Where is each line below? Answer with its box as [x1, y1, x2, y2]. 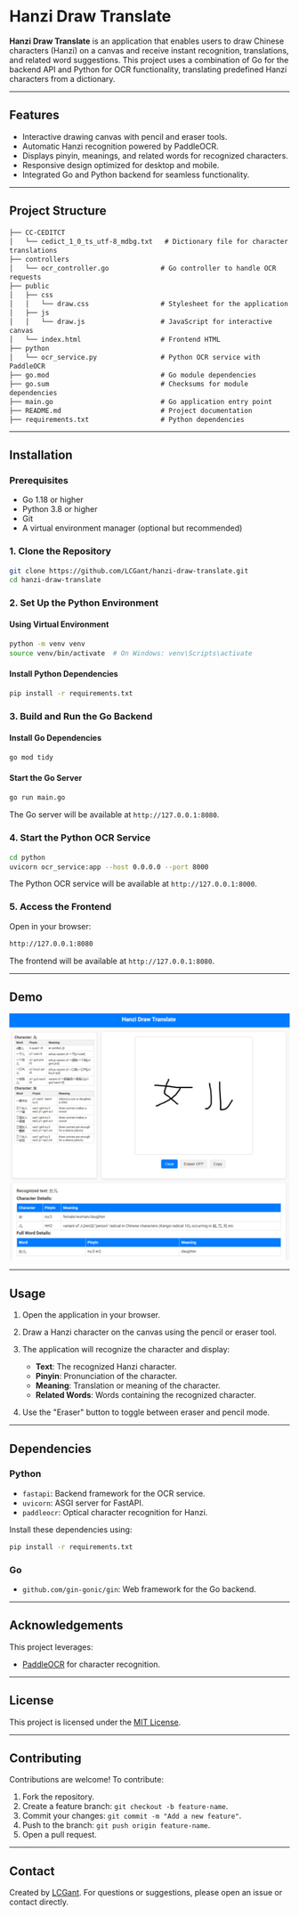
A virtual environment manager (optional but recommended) [21, 523, 243, 533]
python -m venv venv [9, 639, 86, 649]
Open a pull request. [21, 1830, 98, 1840]
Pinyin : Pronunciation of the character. [35, 1371, 178, 1382]
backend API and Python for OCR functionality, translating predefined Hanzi [9, 64, 287, 75]
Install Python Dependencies [9, 668, 118, 678]
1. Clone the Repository [9, 545, 111, 557]
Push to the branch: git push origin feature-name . [21, 1820, 211, 1831]
